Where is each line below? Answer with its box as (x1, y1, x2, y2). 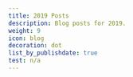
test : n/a (8, 57, 41, 65)
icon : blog (8, 34, 45, 43)
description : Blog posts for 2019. (8, 19, 127, 27)
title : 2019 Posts (8, 11, 69, 20)
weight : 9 (8, 26, 41, 34)
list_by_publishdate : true (8, 49, 98, 57)
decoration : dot (8, 42, 62, 50)
